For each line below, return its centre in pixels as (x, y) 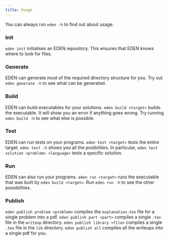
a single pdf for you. (26, 233)
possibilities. (18, 188)
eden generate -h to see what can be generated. (56, 83)
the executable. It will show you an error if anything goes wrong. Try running (84, 113)
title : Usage (19, 10)
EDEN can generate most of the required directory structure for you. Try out (84, 78)
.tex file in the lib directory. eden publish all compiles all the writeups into (84, 228)
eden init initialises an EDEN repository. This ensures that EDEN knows (80, 48)
